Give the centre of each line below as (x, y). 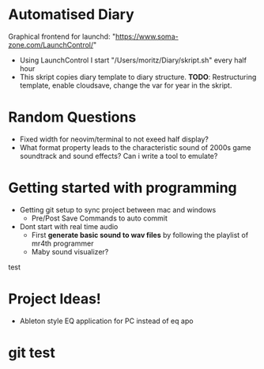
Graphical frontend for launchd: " (62, 36)
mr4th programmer (62, 243)
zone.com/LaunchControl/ (51, 44)
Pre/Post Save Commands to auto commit (100, 218)
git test (32, 352)
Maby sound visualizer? (70, 251)
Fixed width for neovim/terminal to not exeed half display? (114, 139)
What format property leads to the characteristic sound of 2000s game (135, 147)
